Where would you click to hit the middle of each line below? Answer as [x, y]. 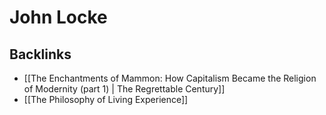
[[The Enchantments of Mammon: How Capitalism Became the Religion [170, 78]
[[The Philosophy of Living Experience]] [106, 99]
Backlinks [40, 54]
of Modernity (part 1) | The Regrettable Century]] [124, 89]
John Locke [58, 17]
